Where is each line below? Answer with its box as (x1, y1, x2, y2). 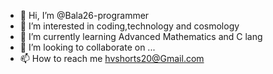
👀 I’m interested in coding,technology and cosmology (19, 20, 240, 32)
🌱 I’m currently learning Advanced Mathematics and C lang (19, 31, 263, 42)
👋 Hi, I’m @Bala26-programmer (19, 10, 150, 21)
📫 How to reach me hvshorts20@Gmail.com (19, 53, 205, 64)
